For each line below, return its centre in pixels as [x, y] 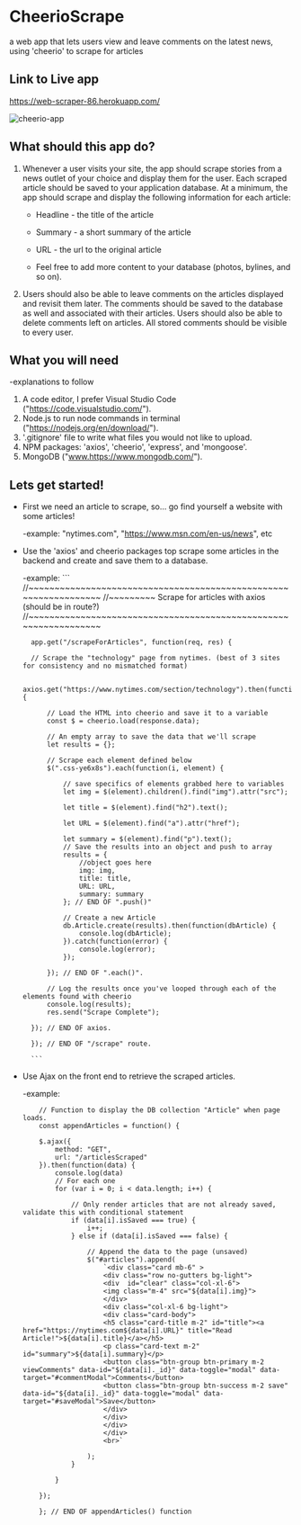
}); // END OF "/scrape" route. [91, 1044]
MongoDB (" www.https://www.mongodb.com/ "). [112, 457]
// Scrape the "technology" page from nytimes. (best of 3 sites [155, 659]
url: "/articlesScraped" [102, 1158]
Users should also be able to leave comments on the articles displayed [153, 293]
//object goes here [115, 863]
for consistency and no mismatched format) [105, 666]
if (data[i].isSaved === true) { [133, 1221]
